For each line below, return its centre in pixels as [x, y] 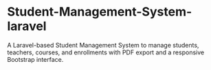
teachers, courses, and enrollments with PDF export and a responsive [106, 52]
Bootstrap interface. [35, 59]
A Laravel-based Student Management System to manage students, [103, 45]
